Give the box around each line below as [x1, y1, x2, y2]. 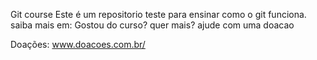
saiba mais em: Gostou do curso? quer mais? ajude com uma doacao [10, 19, 295, 31]
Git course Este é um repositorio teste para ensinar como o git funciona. [10, 9, 307, 20]
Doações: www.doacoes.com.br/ [10, 39, 146, 50]
